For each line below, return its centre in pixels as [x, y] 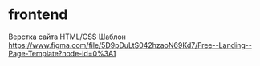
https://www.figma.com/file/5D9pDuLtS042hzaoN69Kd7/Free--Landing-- [130, 45]
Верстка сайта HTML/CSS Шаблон [67, 37]
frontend [38, 15]
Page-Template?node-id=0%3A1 [62, 53]
